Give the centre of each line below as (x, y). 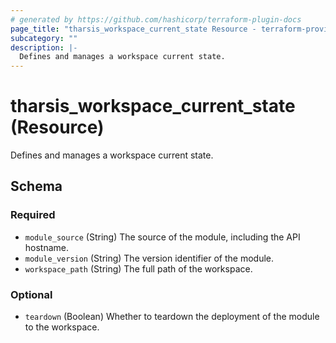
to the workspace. (62, 327)
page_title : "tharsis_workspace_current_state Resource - (133, 29)
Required (33, 215)
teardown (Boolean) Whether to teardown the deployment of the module (172, 317)
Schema (36, 186)
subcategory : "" (44, 38)
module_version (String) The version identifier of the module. (149, 258)
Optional (31, 294)
